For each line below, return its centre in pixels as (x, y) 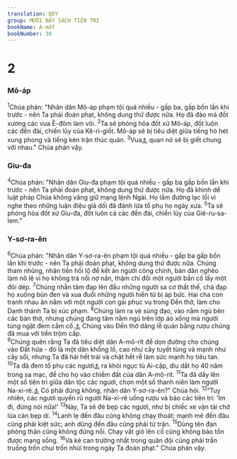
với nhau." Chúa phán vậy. (45, 147)
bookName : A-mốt (31, 27)
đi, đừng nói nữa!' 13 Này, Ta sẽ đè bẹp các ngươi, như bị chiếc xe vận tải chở (119, 406)
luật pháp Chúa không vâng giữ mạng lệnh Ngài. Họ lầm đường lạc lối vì (112, 197)
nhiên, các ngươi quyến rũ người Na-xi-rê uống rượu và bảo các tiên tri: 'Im (117, 398)
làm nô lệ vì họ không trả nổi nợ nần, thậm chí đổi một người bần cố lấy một (117, 278)
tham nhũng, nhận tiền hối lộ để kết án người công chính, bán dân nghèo (113, 271)
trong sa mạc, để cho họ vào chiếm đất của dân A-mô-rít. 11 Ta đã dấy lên (114, 373)
